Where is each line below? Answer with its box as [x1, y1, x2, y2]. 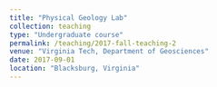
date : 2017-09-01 [9, 55, 75, 64]
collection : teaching [9, 22, 92, 31]
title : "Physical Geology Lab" [9, 13, 128, 23]
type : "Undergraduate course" [9, 30, 124, 39]
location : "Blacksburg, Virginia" [9, 64, 141, 73]
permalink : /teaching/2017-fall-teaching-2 [9, 38, 177, 48]
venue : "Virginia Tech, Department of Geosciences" [9, 47, 209, 56]
